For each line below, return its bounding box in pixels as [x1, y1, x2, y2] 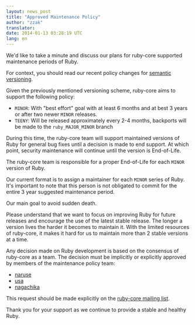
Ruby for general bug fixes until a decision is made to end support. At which [6, 141, 189, 148]
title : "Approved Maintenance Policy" [6, 14, 101, 20]
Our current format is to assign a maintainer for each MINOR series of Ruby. [6, 176, 185, 183]
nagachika [14, 283, 40, 290]
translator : [6, 25, 35, 31]
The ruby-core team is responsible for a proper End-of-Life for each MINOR [6, 159, 184, 165]
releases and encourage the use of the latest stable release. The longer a [6, 217, 183, 224]
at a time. [6, 236, 29, 243]
